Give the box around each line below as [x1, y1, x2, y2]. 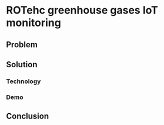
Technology [6, 77, 41, 85]
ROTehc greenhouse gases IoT [6, 4, 159, 17]
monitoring [6, 16, 62, 29]
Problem [6, 40, 38, 50]
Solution [6, 60, 38, 70]
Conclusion [6, 111, 49, 121]
